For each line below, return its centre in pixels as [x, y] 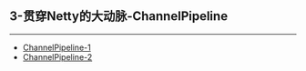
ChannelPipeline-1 [56, 47]
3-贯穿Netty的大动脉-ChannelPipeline [119, 16]
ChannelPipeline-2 [57, 56]
